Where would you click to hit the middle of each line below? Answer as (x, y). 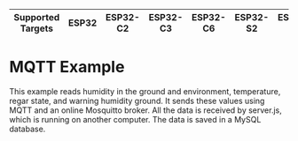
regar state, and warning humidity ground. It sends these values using (137, 100)
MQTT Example (67, 67)
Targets (36, 28)
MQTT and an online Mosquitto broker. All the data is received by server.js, (145, 110)
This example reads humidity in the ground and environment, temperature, (145, 91)
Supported (37, 17)
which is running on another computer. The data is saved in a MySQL (135, 119)
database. (27, 129)
